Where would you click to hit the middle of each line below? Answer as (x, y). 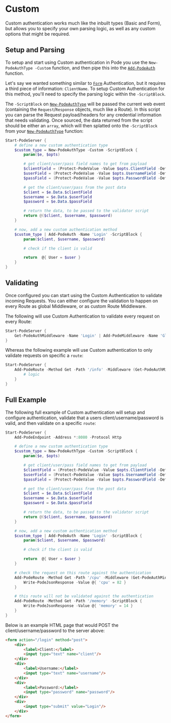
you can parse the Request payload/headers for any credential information (83, 115)
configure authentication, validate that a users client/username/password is (84, 418)
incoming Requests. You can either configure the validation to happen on (82, 301)
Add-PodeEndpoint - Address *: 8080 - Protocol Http (68, 437)
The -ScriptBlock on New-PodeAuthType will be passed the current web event (85, 104)
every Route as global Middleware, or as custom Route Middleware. (76, 306)
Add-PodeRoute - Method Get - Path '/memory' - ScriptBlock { (78, 601)
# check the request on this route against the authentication (83, 573)
